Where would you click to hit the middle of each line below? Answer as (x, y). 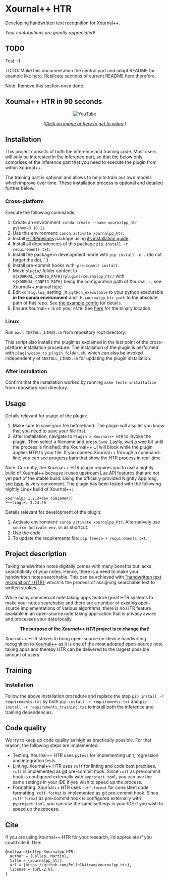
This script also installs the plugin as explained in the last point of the (77, 342)
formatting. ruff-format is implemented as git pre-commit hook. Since (86, 793)
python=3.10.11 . (29, 228)
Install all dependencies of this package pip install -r (70, 244)
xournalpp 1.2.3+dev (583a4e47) (39, 499)
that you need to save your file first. (49, 431)
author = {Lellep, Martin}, (39, 856)
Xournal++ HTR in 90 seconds (54, 102)
